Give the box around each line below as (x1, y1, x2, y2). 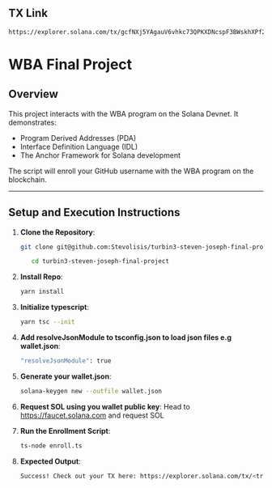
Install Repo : (19, 272, 63, 282)
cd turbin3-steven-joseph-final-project (31, 257, 170, 265)
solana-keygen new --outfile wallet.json (19, 387, 163, 395)
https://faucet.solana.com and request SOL (19, 410, 164, 420)
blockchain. (8, 174, 47, 185)
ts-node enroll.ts (19, 441, 83, 450)
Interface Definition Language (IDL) (19, 142, 138, 151)
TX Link (8, 6, 49, 20)
